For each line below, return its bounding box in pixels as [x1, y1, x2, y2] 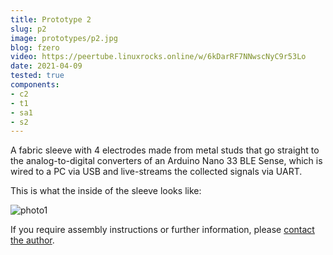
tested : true [10, 71, 65, 81]
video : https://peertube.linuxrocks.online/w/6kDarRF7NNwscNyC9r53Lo [10, 52, 307, 62]
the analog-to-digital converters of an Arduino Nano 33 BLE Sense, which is [10, 155, 323, 167]
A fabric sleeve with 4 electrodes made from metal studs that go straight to [10, 144, 320, 156]
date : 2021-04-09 [10, 61, 83, 71]
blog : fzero [10, 42, 60, 53]
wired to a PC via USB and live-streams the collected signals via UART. [10, 166, 303, 178]
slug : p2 [10, 24, 47, 34]
